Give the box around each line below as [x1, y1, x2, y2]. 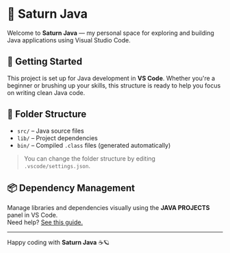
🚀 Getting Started [7, 56, 83, 68]
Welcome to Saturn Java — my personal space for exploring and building [7, 29, 214, 37]
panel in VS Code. [7, 211, 58, 219]
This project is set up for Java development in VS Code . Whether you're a [7, 74, 216, 82]
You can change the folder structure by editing [23, 154, 156, 163]
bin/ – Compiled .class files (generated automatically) [16, 141, 171, 149]
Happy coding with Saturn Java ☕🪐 [7, 239, 110, 247]
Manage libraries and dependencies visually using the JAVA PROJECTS [7, 204, 210, 212]
